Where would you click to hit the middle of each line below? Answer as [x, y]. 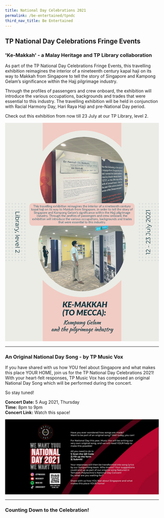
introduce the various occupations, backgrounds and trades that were [75, 96]
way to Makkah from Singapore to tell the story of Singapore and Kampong [80, 76]
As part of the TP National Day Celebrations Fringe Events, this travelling [78, 66]
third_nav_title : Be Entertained [39, 21]
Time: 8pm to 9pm [24, 407]
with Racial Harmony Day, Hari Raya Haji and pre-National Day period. [75, 107]
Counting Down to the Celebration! [47, 510]
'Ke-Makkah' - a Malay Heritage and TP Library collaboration [79, 55]
